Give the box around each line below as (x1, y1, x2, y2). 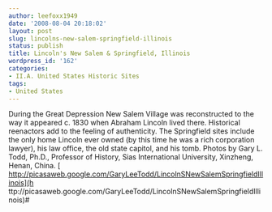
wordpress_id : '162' (8, 57, 79, 66)
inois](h (8, 178, 34, 188)
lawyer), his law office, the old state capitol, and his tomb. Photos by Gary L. (8, 143, 263, 154)
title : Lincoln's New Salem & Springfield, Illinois (8, 49, 191, 57)
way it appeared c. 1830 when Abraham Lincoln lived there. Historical (8, 118, 241, 128)
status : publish (8, 42, 63, 50)
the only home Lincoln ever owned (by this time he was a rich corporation (8, 135, 255, 145)
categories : (8, 65, 49, 73)
